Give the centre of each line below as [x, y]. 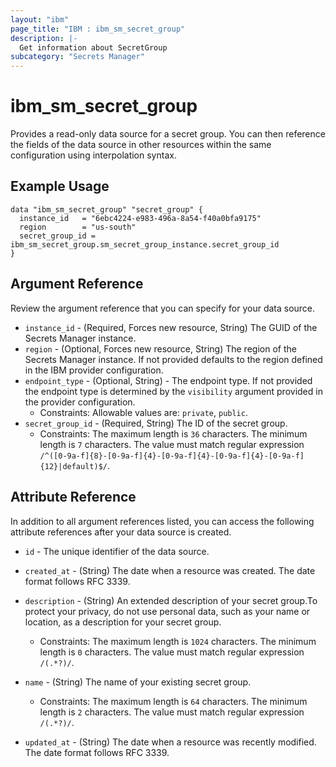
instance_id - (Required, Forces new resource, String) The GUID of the [171, 327]
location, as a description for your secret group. [123, 622]
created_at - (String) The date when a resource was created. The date [170, 570]
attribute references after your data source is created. [121, 532]
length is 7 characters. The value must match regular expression [172, 444]
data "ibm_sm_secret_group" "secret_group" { [106, 209]
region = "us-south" [78, 227]
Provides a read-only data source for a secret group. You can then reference [168, 134]
